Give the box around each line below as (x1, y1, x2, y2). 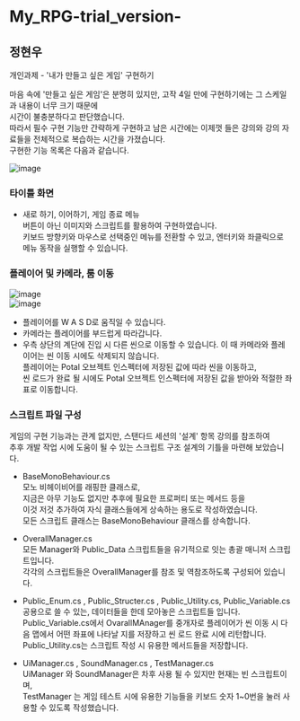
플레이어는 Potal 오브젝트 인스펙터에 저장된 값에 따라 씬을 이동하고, (22, 361, 258, 372)
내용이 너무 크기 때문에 (18, 101, 99, 110)
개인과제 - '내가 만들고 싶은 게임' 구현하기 (9, 70, 154, 80)
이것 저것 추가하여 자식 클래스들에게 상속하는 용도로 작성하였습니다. (22, 504, 258, 514)
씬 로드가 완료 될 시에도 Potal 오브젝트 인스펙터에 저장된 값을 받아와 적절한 (22, 373, 283, 383)
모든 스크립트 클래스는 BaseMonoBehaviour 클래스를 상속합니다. (22, 514, 251, 526)
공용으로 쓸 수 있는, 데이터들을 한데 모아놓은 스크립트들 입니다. (22, 606, 241, 617)
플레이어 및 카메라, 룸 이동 (9, 268, 115, 280)
